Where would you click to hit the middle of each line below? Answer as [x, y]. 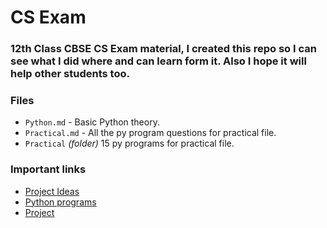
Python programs [60, 202]
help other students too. [70, 74]
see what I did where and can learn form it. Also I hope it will [158, 61]
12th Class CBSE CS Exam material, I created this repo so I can [163, 49]
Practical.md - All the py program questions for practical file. [150, 133]
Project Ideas [52, 191]
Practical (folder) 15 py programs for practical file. [129, 143]
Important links [48, 169]
